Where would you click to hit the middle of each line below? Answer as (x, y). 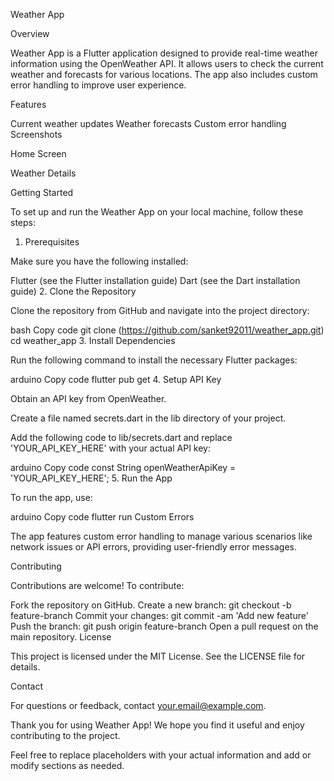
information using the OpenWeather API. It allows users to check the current (167, 63)
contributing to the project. (65, 735)
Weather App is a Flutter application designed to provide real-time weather (164, 53)
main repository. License (61, 637)
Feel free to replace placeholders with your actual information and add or (161, 755)
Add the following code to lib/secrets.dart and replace (121, 437)
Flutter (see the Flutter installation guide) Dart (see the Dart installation (155, 280)
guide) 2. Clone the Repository (73, 291)
